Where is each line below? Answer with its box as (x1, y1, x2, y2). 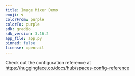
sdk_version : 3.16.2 (5, 31, 49, 36)
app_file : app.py (5, 36, 42, 41)
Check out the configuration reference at (5, 59, 91, 65)
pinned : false (5, 41, 36, 46)
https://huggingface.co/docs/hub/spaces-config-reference (5, 65, 130, 71)
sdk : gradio (5, 27, 31, 32)
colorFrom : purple (5, 17, 44, 22)
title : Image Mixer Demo (5, 7, 58, 13)
